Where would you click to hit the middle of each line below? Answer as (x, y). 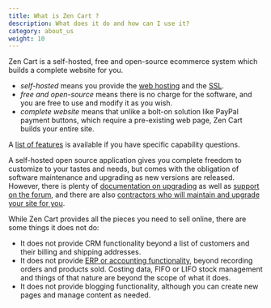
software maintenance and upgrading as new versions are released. (122, 178)
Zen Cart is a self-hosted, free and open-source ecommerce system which (133, 62)
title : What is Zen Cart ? (54, 16)
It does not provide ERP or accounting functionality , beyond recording (136, 261)
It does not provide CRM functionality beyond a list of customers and (135, 243)
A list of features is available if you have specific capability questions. (124, 145)
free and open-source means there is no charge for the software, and (136, 95)
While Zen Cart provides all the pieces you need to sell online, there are (127, 219)
